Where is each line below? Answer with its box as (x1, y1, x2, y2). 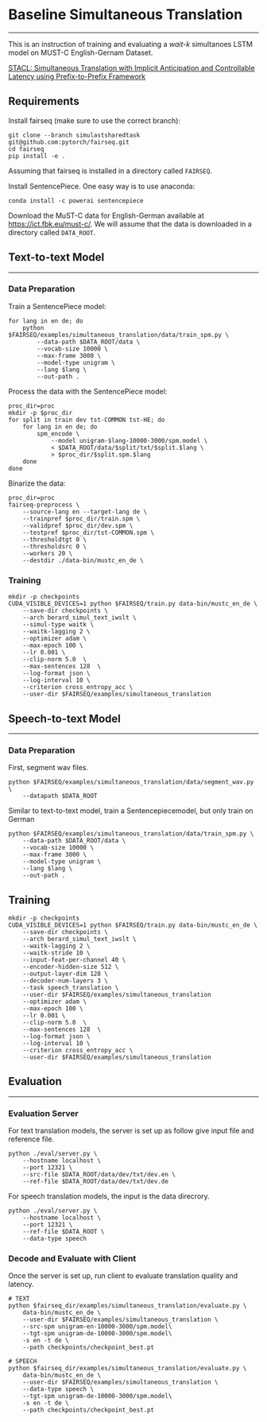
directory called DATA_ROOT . (8, 227, 96, 237)
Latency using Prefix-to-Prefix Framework (8, 72, 146, 81)
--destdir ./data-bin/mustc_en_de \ (22, 556, 145, 564)
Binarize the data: (8, 479, 66, 488)
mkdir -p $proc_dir (8, 409, 73, 417)
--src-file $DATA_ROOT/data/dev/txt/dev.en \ (22, 1171, 176, 1179)
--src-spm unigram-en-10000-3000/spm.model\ (22, 1323, 172, 1331)
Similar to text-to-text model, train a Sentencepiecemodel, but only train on (8, 806, 253, 816)
